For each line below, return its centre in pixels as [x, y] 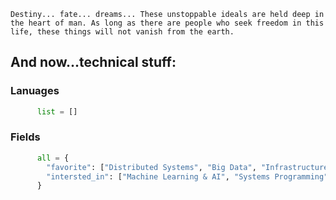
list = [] [57, 111]
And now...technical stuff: [93, 62]
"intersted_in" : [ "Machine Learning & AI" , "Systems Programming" [187, 176]
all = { [53, 158]
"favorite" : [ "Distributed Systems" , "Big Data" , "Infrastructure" [189, 167]
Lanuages [35, 91]
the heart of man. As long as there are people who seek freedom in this [167, 23]
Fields [25, 137]
